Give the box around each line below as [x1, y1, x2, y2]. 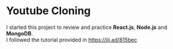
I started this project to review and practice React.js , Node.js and [6, 24, 168, 31]
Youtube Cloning [6, 4, 91, 18]
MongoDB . [6, 30, 33, 37]
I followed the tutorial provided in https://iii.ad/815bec [6, 36, 137, 43]
